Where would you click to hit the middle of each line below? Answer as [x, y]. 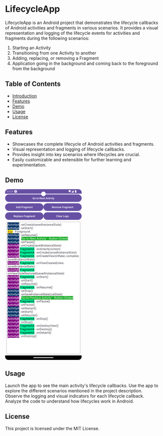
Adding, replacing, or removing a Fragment [55, 58]
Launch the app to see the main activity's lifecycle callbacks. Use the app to [82, 385]
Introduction [24, 96]
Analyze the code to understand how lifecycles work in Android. [70, 401]
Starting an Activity [32, 48]
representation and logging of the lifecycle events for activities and [72, 33]
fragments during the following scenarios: [47, 38]
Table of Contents [33, 84]
